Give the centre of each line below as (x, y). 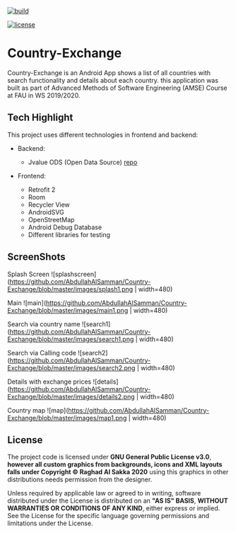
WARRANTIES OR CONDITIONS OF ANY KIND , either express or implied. (114, 508)
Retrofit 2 (42, 189)
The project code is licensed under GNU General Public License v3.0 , (110, 457)
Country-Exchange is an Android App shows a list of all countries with (109, 73)
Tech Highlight (40, 118)
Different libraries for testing (69, 234)
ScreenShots (36, 257)
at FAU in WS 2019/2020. (44, 95)
